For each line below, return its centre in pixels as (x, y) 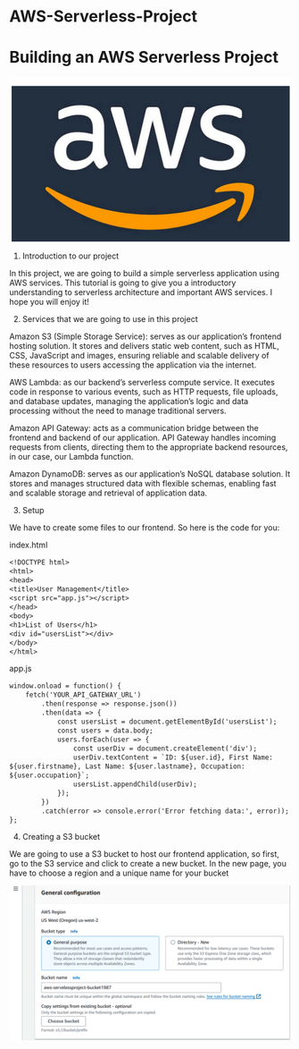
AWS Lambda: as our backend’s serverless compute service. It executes (142, 383)
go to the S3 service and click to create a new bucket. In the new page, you (148, 864)
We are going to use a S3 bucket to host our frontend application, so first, (144, 854)
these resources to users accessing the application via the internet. (133, 365)
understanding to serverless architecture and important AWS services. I (141, 292)
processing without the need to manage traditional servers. (118, 411)
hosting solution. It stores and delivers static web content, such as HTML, (144, 346)
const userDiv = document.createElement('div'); (165, 749)
